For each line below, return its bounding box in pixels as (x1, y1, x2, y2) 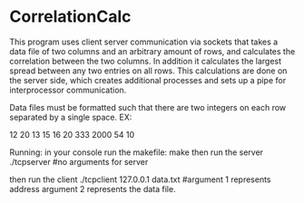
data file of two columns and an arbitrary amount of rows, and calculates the (9, 45, 296, 56)
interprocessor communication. (9, 84, 127, 95)
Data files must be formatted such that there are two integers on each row (9, 101, 287, 112)
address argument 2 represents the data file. (9, 183, 176, 194)
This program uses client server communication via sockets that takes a (9, 36, 279, 47)
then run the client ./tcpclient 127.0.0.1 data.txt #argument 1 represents (9, 174, 271, 185)
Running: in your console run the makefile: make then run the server (9, 147, 264, 158)
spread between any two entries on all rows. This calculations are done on (9, 65, 288, 76)
